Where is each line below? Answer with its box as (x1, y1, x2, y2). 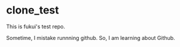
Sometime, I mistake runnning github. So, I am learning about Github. (6, 34, 175, 41)
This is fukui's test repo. (6, 23, 66, 30)
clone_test (6, 4, 60, 17)
